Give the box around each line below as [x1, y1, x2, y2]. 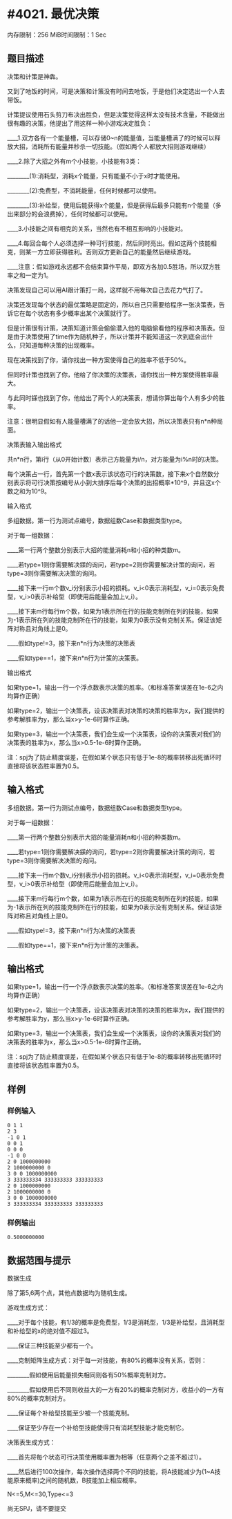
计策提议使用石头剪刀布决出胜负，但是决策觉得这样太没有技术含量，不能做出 [7, 110, 225, 118]
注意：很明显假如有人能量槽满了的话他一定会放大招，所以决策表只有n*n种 [7, 417, 217, 425]
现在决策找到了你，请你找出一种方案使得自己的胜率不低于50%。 [7, 355, 190, 364]
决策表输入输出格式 [7, 440, 62, 449]
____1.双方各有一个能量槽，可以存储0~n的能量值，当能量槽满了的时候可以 [7, 133, 215, 142]
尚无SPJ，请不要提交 [7, 1504, 67, 1513]
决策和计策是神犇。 [7, 72, 62, 80]
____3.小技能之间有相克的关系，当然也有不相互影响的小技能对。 [7, 224, 187, 232]
